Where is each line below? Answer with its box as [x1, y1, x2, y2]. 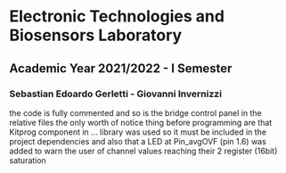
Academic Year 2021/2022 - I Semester [9, 61, 233, 76]
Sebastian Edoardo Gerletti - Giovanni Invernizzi [9, 87, 223, 100]
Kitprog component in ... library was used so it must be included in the [9, 127, 267, 137]
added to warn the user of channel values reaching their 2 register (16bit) [9, 145, 278, 156]
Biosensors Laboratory [9, 25, 183, 45]
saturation [9, 154, 46, 166]
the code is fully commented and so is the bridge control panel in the [9, 107, 262, 118]
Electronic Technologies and [9, 6, 225, 27]
